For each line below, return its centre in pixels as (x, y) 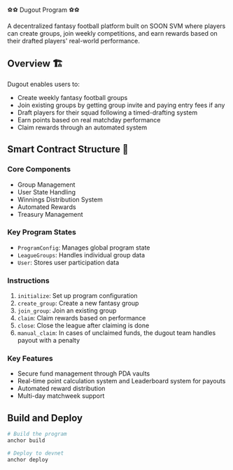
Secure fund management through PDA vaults (84, 373)
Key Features (30, 359)
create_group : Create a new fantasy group (78, 304)
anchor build (26, 441)
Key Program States (42, 232)
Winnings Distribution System (60, 199)
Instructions (29, 280)
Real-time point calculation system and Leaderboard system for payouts (121, 381)
